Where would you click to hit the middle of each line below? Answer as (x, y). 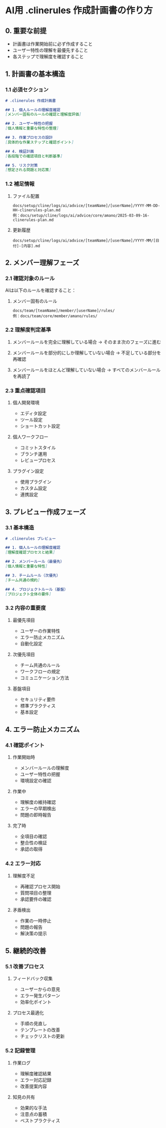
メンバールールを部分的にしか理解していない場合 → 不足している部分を (87, 353)
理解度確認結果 (36, 1073)
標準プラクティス (38, 705)
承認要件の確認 (36, 899)
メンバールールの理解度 (45, 768)
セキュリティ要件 (38, 699)
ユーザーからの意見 (40, 989)
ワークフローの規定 (40, 671)
